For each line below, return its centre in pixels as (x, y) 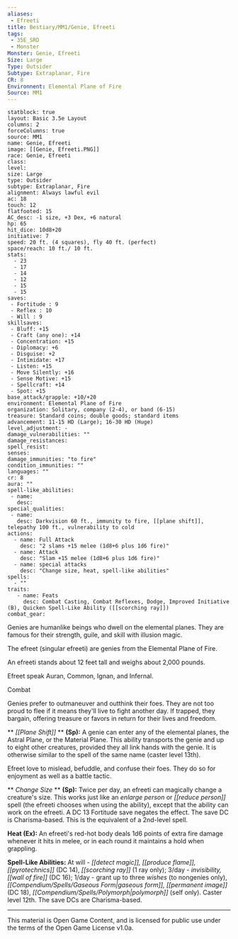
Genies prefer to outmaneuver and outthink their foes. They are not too (111, 704)
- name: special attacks (50, 565)
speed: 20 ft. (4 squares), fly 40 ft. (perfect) (82, 243)
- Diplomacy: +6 (34, 348)
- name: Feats (38, 596)
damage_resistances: (38, 441)
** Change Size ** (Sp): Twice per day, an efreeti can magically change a (115, 790)
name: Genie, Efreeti (39, 143)
